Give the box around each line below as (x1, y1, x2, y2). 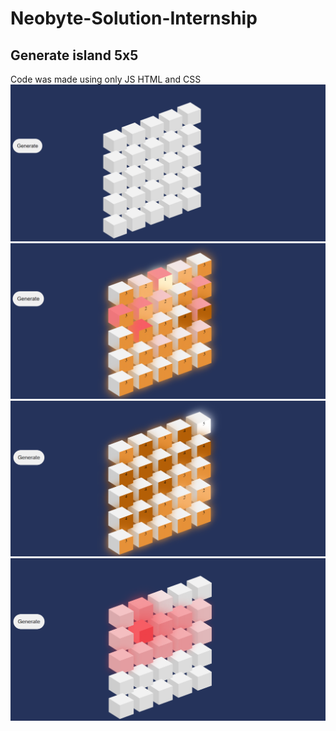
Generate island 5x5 (10, 47, 139, 64)
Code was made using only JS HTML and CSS (10, 73, 202, 85)
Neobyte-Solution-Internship (10, 7, 258, 30)
